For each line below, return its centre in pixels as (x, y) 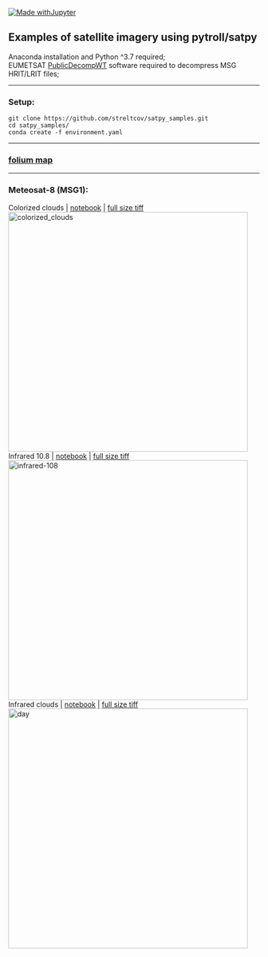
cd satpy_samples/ (39, 126)
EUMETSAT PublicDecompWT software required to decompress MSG (122, 65)
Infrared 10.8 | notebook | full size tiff (69, 456)
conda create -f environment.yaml (66, 133)
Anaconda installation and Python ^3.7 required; (87, 57)
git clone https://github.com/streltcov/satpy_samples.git (108, 119)
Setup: (22, 102)
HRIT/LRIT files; (34, 74)
